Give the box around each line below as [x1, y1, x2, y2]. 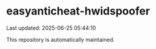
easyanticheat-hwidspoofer [6, 4, 150, 18]
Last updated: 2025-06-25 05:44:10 [6, 24, 96, 31]
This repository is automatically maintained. [6, 36, 115, 43]
